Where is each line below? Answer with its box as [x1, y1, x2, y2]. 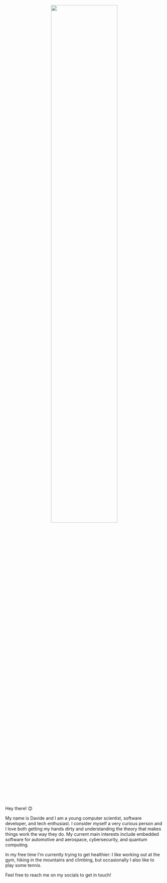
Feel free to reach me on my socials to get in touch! [5, 872, 111, 878]
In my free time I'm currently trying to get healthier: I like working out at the [5, 852, 160, 857]
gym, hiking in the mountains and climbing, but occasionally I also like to [5, 857, 154, 863]
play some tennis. [5, 862, 42, 868]
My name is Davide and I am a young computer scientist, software [5, 815, 142, 821]
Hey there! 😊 [5, 806, 33, 811]
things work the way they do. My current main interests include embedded [5, 831, 159, 837]
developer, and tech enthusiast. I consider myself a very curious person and [5, 821, 162, 826]
